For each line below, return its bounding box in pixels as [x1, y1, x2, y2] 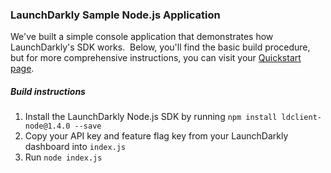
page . [10, 63, 35, 75]
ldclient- [281, 113, 322, 123]
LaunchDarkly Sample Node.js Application [10, 8, 221, 22]
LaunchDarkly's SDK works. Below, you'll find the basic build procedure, [10, 41, 311, 53]
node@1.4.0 [24, 121, 71, 132]
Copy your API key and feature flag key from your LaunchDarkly [24, 130, 289, 142]
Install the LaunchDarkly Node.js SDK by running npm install [24, 111, 278, 123]
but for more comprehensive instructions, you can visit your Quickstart [10, 52, 302, 64]
